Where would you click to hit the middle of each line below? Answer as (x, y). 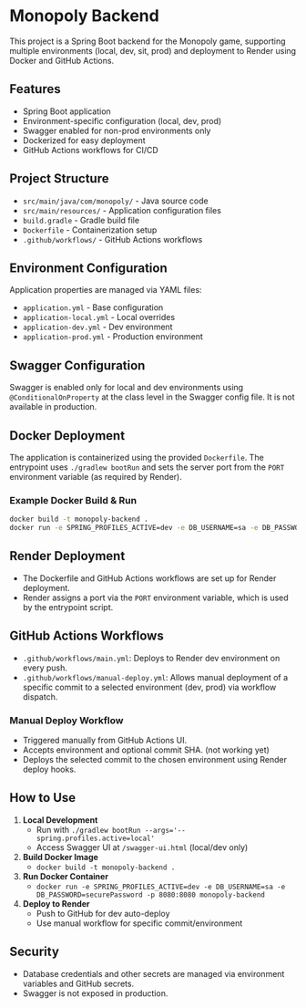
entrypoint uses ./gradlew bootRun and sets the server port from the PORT (147, 467)
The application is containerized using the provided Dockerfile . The (137, 457)
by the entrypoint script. (68, 607)
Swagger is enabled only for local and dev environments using (127, 388)
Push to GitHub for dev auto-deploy (103, 913)
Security (34, 952)
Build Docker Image (60, 857)
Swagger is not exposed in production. (95, 993)
